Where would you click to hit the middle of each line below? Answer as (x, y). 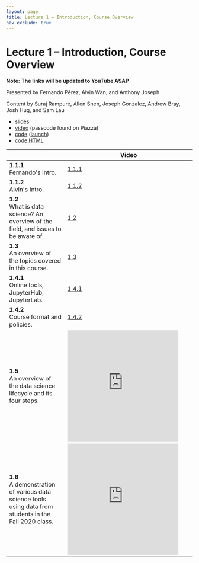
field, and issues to (35, 229)
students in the (30, 514)
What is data (27, 207)
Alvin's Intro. (27, 190)
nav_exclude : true (29, 23)
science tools (28, 500)
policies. (21, 325)
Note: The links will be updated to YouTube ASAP (68, 81)
